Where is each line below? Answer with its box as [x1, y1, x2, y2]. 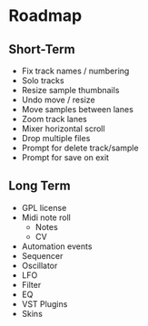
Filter [21, 279, 42, 290]
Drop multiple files [21, 133, 91, 143]
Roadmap [8, 5, 83, 26]
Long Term [8, 178, 71, 194]
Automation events [21, 241, 93, 252]
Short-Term [8, 42, 75, 57]
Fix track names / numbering [21, 65, 130, 76]
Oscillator [21, 260, 58, 271]
